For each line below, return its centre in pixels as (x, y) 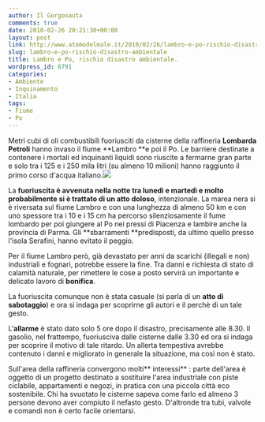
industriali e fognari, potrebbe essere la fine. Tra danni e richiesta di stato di (131, 264)
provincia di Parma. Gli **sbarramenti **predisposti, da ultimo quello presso (131, 232)
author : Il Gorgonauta (45, 15)
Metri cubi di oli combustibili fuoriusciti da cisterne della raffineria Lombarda (132, 140)
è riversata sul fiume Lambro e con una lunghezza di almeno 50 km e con (127, 207)
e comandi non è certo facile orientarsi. (72, 410)
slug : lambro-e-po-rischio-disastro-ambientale (88, 52)
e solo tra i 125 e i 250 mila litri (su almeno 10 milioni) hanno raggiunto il (124, 166)
